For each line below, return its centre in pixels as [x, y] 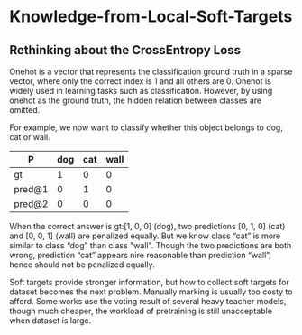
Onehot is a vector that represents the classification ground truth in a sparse [151, 71]
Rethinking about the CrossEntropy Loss [125, 50]
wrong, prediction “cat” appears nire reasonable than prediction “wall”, [141, 255]
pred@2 [31, 204]
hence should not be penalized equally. [82, 265]
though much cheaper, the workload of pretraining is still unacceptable [141, 311]
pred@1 [31, 189]
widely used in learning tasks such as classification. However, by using [141, 91]
